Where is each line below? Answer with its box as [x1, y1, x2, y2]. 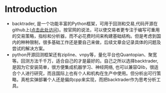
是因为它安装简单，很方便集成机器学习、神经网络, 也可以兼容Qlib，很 [11, 64, 154, 70]
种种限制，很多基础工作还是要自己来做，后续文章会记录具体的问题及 [20, 39, 161, 45]
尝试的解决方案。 [11, 45, 47, 51]
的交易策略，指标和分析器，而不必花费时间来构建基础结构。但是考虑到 [11, 33, 157, 39]
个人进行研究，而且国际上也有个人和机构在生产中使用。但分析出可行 [16, 70, 157, 76]
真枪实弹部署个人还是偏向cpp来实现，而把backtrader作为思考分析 [20, 76, 156, 83]
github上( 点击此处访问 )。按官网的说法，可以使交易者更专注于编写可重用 [11, 26, 160, 33]
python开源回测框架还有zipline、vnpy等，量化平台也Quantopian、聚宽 [11, 51, 157, 58]
